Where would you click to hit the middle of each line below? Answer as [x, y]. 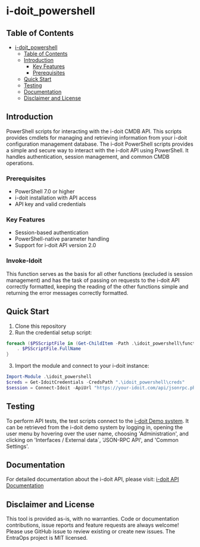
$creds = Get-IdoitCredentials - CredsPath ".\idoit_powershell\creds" [96, 382]
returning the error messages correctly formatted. [67, 293]
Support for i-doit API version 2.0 [55, 245]
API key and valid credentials [50, 204]
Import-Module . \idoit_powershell [49, 377]
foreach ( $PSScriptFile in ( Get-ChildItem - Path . [70, 343]
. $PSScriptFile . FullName [49, 349]
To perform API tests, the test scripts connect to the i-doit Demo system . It [98, 421]
